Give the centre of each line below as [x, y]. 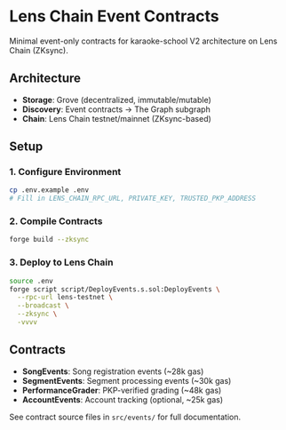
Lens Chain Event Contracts [114, 16]
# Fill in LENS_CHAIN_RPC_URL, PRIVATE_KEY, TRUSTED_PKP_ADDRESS [132, 199]
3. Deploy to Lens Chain [61, 262]
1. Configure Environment [65, 172]
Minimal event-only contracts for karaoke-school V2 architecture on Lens [143, 41]
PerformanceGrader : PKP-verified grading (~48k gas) [122, 390]
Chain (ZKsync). [39, 50]
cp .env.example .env [49, 190]
